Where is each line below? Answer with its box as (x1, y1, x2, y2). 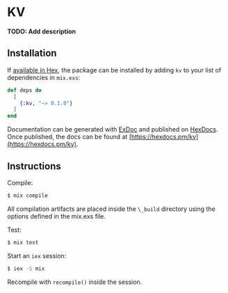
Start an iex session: (7, 251, 67, 260)
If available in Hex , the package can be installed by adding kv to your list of (7, 65, 222, 74)
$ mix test (7, 239, 39, 246)
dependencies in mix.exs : (7, 73, 81, 81)
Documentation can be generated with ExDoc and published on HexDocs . (7, 125, 218, 134)
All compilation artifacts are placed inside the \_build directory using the (7, 205, 215, 213)
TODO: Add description (7, 27, 76, 35)
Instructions (7, 160, 61, 172)
